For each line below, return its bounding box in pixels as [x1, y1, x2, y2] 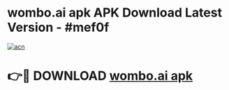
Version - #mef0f [7, 19, 110, 35]
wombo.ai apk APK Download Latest [7, 5, 222, 21]
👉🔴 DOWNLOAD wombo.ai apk [7, 68, 193, 84]
